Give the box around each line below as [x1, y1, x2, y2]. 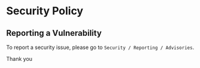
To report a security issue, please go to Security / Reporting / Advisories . [6, 44, 195, 51]
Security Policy [6, 4, 84, 18]
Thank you [6, 55, 33, 62]
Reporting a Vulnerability [6, 28, 102, 38]
